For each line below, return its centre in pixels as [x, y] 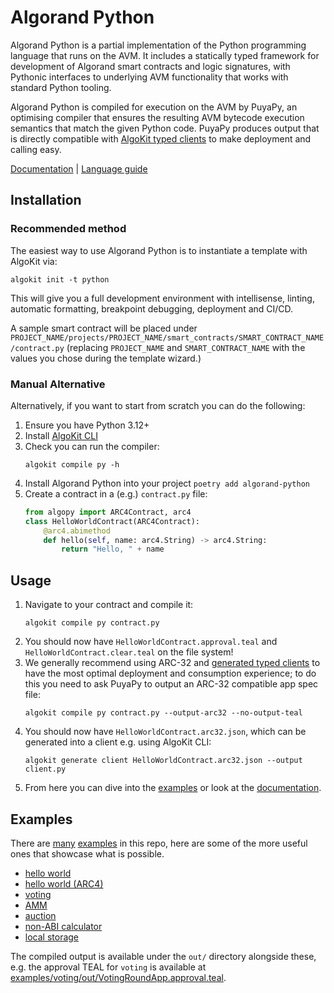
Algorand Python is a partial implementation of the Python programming [158, 45]
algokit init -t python [60, 279]
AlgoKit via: [34, 261]
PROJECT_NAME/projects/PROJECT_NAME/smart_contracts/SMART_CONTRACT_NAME [167, 337]
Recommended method [68, 229]
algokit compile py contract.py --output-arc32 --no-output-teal [163, 713]
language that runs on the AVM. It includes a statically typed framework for [165, 55]
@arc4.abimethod [77, 531]
